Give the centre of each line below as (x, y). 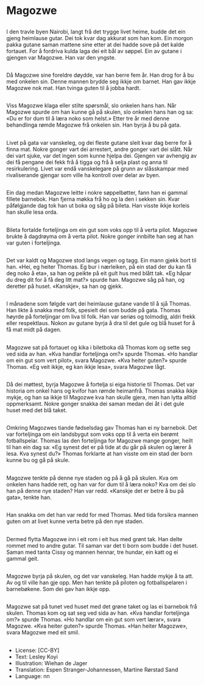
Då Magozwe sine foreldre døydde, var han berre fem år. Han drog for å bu (100, 75)
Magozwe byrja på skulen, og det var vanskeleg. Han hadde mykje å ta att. (100, 576)
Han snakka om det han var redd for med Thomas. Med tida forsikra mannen (102, 515)
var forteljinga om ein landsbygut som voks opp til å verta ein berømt (93, 434)
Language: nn (32, 676)
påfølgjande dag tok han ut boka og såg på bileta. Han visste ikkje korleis (98, 206)
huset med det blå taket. (37, 410)
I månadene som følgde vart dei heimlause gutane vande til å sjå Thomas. (99, 304)
